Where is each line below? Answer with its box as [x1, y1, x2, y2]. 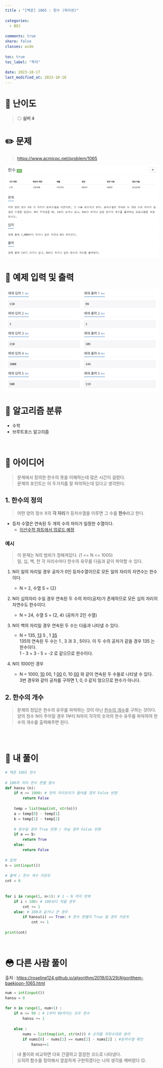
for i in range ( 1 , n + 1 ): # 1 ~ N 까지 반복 [5, 894, 91, 899]
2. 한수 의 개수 [5, 693, 44, 701]
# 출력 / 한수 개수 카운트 [5, 873, 51, 878]
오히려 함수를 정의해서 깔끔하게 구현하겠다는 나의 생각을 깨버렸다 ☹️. [17, 1058, 147, 1064]
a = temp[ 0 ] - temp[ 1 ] [14, 811, 60, 816]
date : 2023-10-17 [5, 70, 41, 75]
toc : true [5, 54, 25, 59]
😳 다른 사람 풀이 [5, 958, 67, 969]
